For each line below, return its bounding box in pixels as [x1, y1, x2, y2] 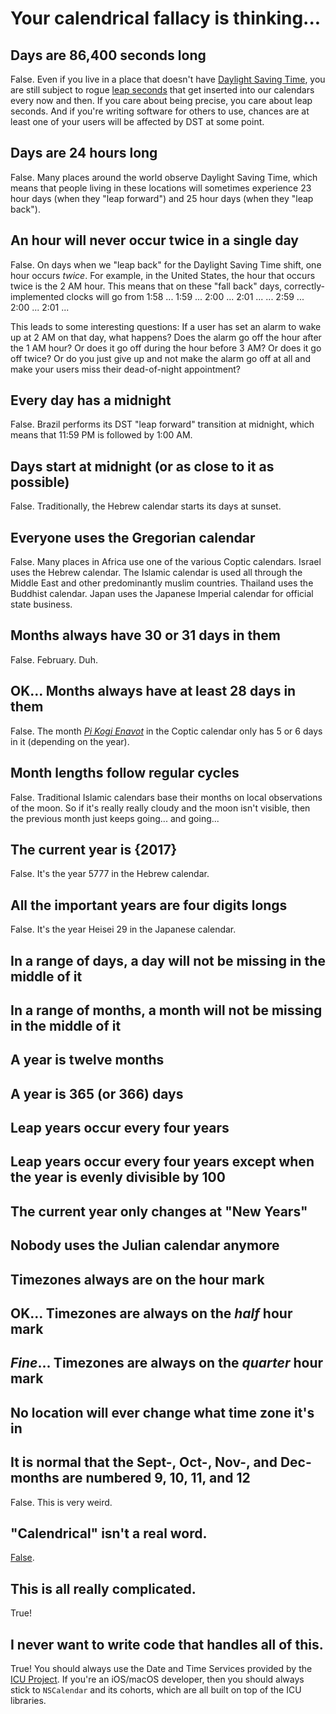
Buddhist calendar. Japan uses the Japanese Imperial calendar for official [10, 588, 314, 600]
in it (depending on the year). [10, 735, 130, 747]
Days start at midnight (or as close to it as [10, 458, 275, 475]
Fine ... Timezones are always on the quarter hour [10, 1355, 324, 1372]
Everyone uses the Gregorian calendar [10, 529, 256, 546]
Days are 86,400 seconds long [10, 47, 207, 64]
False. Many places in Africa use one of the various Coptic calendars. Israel [10, 556, 322, 568]
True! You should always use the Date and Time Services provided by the [10, 1663, 313, 1675]
